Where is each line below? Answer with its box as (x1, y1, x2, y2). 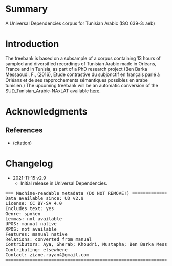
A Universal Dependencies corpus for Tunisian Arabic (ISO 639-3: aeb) (5, 20, 155, 26)
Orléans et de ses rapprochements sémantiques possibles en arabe (5, 77, 148, 83)
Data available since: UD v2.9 (5, 195, 84, 201)
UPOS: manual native (5, 221, 57, 226)
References (5, 126, 43, 135)
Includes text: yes (5, 205, 54, 211)
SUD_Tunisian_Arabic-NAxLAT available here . (5, 88, 101, 94)
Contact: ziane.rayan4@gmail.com (5, 252, 90, 257)
